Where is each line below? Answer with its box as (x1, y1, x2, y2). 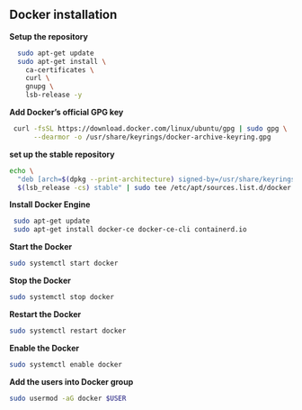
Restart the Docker (9, 308, 82, 319)
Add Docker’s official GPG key (9, 107, 124, 118)
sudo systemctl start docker (9, 259, 119, 269)
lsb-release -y (25, 90, 83, 100)
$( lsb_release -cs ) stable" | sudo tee (17, 183, 167, 192)
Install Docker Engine (9, 199, 91, 210)
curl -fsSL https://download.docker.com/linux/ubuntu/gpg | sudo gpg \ (13, 124, 288, 133)
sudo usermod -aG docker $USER (9, 394, 127, 403)
